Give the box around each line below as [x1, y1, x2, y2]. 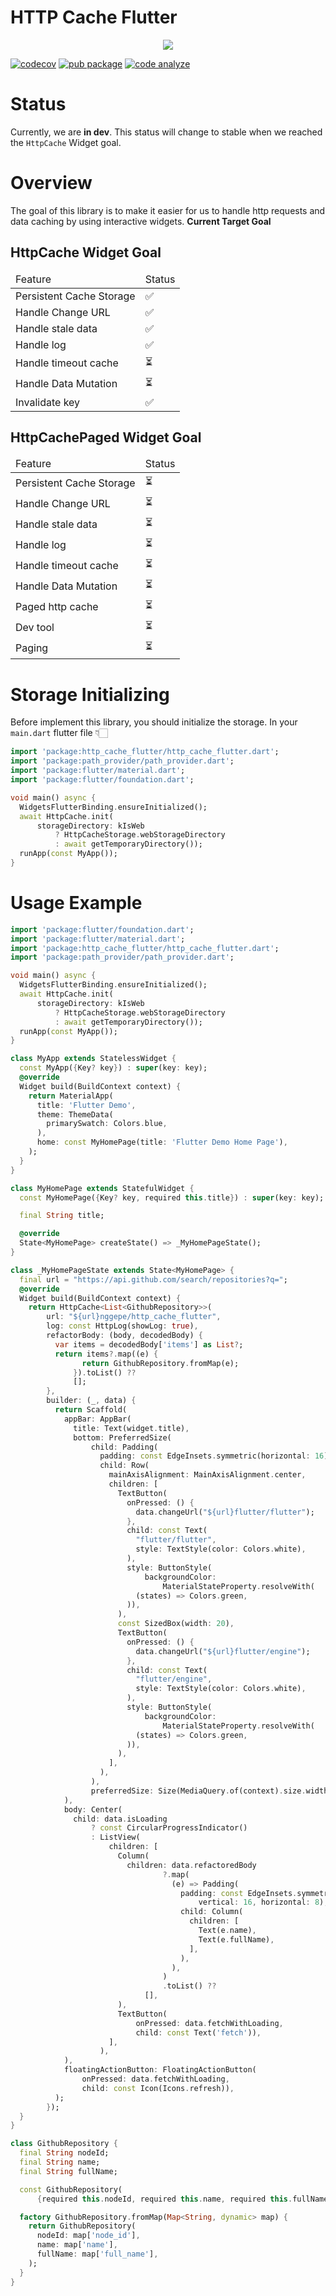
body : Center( [63, 1804, 123, 1815]
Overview [10, 172, 93, 195]
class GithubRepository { [10, 2139, 118, 2149]
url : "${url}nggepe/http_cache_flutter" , [46, 1312, 222, 1322]
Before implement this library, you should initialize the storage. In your [10, 716, 298, 728]
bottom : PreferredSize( [73, 1432, 172, 1443]
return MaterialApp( [28, 1091, 114, 1101]
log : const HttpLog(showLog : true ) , [46, 1321, 199, 1331]
